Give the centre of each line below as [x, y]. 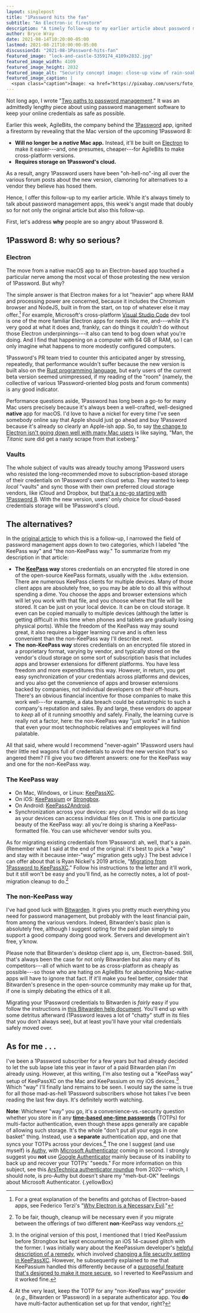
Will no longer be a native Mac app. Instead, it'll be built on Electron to [102, 143]
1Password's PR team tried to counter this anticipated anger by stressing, [96, 358]
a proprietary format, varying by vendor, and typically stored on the [97, 651]
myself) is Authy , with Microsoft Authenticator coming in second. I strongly [98, 1150]
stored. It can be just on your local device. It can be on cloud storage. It [102, 607]
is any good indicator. [33, 389]
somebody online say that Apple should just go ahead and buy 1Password [97, 420]
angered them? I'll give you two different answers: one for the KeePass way [99, 758]
